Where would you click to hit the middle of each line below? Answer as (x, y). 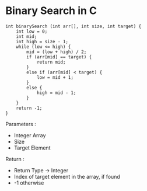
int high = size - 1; (42, 41)
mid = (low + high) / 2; (57, 52)
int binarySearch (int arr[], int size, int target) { (73, 26)
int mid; (27, 36)
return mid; (51, 62)
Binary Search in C (51, 11)
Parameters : (21, 124)
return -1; (29, 108)
